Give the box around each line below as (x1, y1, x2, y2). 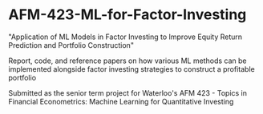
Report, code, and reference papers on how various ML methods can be (8, 56, 247, 65)
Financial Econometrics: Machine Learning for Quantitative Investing (8, 96, 234, 106)
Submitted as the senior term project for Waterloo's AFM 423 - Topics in (8, 88, 247, 97)
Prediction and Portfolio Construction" (8, 40, 135, 49)
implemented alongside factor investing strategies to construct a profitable (8, 64, 255, 73)
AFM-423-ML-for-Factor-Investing (8, 6, 247, 24)
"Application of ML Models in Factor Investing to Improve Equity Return (8, 32, 243, 41)
